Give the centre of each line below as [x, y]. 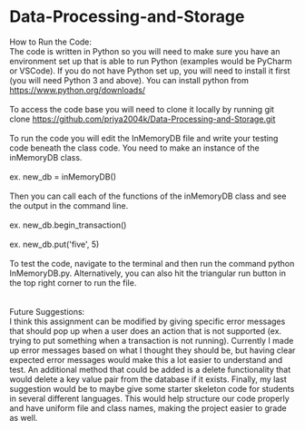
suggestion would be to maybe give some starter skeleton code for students [152, 388]
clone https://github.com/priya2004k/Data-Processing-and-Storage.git [143, 119]
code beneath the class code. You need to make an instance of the [135, 148]
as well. [24, 417]
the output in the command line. [69, 205]
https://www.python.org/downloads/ [78, 90]
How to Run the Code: [51, 42]
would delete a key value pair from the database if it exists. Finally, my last [148, 379]
